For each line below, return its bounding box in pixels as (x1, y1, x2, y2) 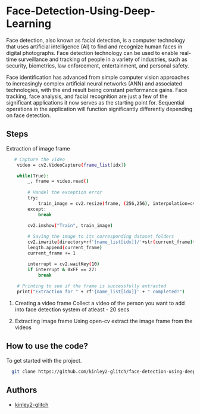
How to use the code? (6, 341, 88, 351)
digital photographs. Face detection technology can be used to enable (6, 49, 179, 56)
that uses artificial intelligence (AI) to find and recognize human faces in (6, 43, 183, 50)
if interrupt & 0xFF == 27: (27, 266, 97, 272)
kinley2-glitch (14, 401, 49, 408)
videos (14, 324, 32, 331)
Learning (6, 17, 52, 30)
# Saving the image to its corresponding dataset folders (27, 234, 174, 240)
